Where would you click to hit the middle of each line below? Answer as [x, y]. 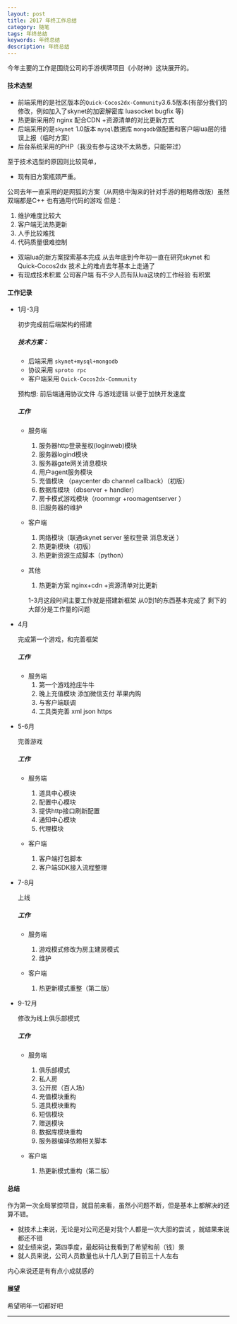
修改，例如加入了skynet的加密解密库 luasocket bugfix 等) [101, 111]
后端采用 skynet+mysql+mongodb [73, 361]
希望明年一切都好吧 [35, 1306]
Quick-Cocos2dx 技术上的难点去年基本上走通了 [86, 266]
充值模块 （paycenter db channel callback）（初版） [114, 481]
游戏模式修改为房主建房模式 [79, 950]
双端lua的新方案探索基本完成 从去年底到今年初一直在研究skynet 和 [114, 257]
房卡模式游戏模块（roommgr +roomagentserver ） [112, 499]
